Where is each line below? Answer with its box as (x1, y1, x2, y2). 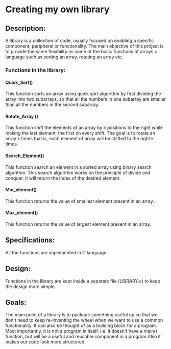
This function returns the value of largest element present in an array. (5, 221, 152, 227)
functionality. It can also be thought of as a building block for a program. (5, 322, 157, 329)
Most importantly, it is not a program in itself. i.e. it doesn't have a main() (5, 328, 157, 334)
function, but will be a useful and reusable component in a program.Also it (5, 334, 161, 340)
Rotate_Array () (5, 113, 38, 119)
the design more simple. (5, 283, 56, 290)
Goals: (5, 298, 27, 307)
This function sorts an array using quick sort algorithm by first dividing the (5, 91, 161, 97)
